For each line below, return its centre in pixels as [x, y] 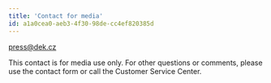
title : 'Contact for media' [56, 16]
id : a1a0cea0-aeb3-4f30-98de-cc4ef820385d [81, 24]
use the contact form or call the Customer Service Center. [105, 71]
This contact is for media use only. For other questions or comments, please [135, 63]
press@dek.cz [32, 46]
